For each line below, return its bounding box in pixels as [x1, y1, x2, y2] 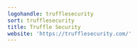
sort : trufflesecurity [7, 17, 75, 24]
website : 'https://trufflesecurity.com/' [7, 30, 132, 37]
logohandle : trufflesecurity [7, 10, 94, 18]
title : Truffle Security [7, 23, 81, 30]
